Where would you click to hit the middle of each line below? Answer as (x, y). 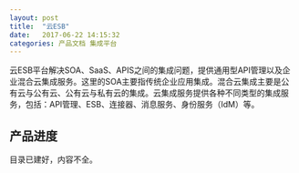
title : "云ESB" (40, 26)
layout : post (34, 18)
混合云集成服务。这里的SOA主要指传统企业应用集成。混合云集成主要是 (149, 82)
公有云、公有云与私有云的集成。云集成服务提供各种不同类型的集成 (157, 93)
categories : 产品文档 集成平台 (63, 43)
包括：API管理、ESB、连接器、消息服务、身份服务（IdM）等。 (142, 105)
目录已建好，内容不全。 (53, 159)
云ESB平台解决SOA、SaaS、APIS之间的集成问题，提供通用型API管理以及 (146, 70)
